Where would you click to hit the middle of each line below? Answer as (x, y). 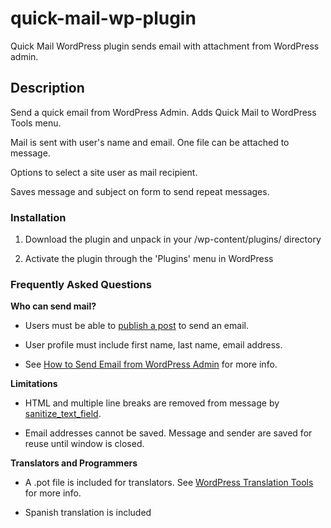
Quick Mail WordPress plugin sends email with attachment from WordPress (165, 46)
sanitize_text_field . (63, 414)
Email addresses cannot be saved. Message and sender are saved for (168, 433)
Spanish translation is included (88, 513)
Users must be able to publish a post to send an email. (136, 326)
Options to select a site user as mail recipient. (104, 172)
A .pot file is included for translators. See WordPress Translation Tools (169, 483)
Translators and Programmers (74, 463)
